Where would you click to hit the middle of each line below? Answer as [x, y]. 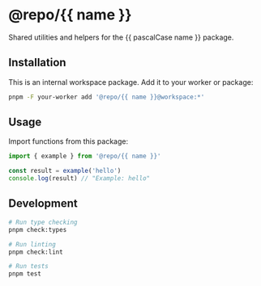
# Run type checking [43, 222]
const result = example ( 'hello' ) [65, 171]
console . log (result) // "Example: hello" [79, 179]
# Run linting [32, 244]
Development [43, 204]
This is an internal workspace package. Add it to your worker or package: [131, 82]
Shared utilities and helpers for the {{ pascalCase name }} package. [121, 37]
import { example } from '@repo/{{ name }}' [85, 156]
